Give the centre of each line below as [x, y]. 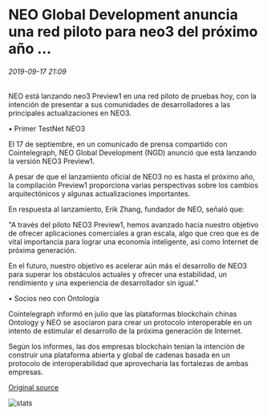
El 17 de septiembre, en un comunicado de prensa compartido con [118, 144]
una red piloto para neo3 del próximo [133, 32]
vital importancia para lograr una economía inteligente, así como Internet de [133, 242]
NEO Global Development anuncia [123, 15]
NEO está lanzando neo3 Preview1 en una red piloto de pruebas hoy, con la [132, 96]
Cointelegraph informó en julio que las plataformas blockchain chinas [123, 314]
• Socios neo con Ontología [54, 299]
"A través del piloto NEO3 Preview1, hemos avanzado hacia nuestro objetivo [133, 225]
